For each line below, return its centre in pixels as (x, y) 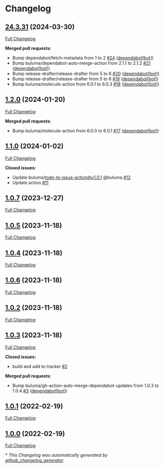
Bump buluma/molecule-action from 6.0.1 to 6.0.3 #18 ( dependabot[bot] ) (86, 84)
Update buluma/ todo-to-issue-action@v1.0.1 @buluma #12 (71, 177)
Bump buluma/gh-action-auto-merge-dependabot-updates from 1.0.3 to (85, 385)
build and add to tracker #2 (40, 366)
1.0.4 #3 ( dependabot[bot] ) (40, 390)
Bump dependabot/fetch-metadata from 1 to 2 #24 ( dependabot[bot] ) (83, 58)
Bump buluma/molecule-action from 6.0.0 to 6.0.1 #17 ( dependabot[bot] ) (85, 130)
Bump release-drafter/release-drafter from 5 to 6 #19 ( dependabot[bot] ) (85, 79)
